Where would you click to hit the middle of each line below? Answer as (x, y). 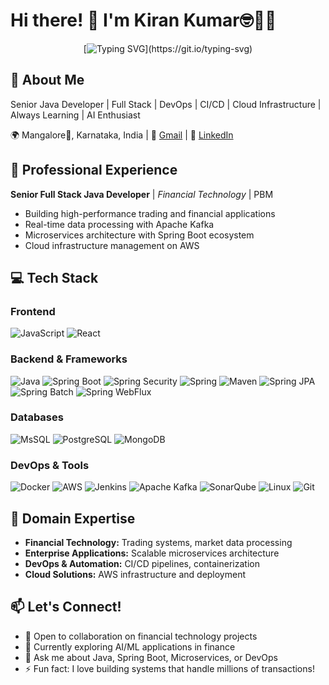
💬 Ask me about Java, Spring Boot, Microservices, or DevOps (151, 657)
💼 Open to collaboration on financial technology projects (141, 636)
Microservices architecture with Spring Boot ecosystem (139, 235)
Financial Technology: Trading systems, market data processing (158, 542)
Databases (37, 417)
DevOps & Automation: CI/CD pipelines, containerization (142, 563)
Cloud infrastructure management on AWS (112, 245)
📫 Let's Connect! (66, 607)
